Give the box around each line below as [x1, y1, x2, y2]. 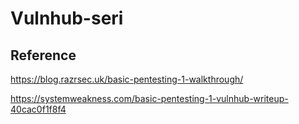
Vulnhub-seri [10, 7, 124, 30]
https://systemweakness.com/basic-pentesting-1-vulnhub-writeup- [10, 93, 289, 104]
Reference [10, 47, 77, 64]
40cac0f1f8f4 [10, 103, 67, 115]
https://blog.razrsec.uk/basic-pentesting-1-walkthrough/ [10, 73, 244, 85]
